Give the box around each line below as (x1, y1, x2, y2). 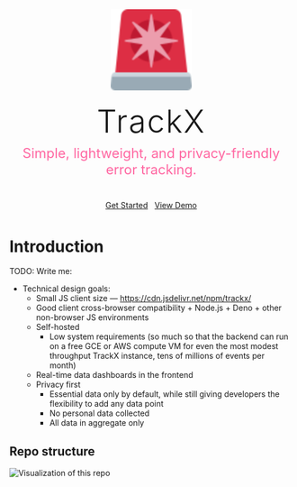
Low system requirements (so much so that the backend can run (49, 331, 289, 342)
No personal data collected (49, 408, 150, 418)
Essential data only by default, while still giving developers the (49, 389, 281, 400)
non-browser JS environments (35, 312, 149, 323)
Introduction (9, 236, 104, 256)
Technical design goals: (22, 283, 111, 294)
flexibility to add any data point (49, 399, 164, 409)
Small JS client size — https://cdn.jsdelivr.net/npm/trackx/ (35, 293, 252, 304)
